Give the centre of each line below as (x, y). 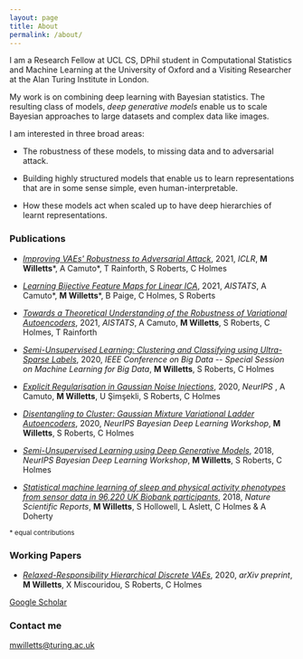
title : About (34, 26)
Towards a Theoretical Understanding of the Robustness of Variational (155, 312)
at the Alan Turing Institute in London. (79, 80)
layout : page (34, 18)
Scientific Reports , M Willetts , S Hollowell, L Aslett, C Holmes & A (144, 506)
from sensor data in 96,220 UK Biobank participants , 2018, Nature (147, 497)
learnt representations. (65, 215)
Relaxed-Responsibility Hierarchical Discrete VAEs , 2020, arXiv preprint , (157, 575)
